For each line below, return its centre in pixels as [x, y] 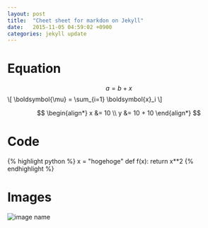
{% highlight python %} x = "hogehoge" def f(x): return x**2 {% [100, 161]
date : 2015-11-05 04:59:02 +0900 [60, 27]
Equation [34, 69]
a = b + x [119, 89]
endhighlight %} [31, 169]
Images [29, 197]
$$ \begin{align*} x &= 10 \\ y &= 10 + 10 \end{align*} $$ [119, 113]
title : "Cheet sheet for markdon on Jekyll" [75, 21]
